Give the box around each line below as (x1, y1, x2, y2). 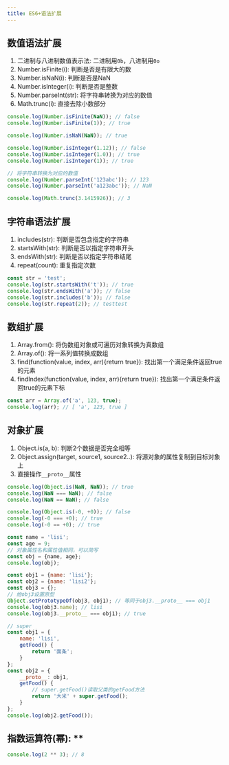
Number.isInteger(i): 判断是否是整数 (17, 82, 118, 91)
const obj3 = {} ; (7, 585, 57, 592)
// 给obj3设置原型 (7, 591, 55, 598)
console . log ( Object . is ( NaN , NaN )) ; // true (7, 483, 134, 490)
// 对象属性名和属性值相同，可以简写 (7, 546, 98, 553)
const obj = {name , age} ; (7, 553, 81, 560)
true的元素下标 (23, 384, 65, 392)
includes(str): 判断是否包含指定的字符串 (17, 235, 129, 243)
